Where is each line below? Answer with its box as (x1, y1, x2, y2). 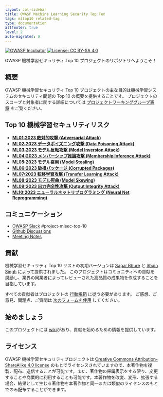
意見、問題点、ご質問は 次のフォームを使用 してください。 (5, 297, 123, 303)
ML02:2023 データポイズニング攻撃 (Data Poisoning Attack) (12, 140, 135, 146)
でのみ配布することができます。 (5, 386, 69, 392)
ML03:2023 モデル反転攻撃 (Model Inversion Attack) (12, 147, 120, 153)
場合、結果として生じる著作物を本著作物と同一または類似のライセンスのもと (5, 380, 159, 386)
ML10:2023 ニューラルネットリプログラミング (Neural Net (12, 189, 130, 195)
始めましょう (5, 313, 44, 321)
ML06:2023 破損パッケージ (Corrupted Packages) (12, 165, 114, 171)
